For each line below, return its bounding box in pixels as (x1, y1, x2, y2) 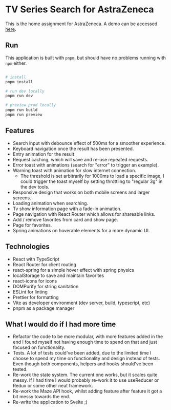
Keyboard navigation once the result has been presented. (12, 145, 134, 152)
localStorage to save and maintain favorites (12, 272, 104, 278)
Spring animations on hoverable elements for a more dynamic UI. (12, 227, 150, 233)
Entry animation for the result (12, 151, 74, 157)
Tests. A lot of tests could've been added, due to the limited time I (12, 350, 152, 356)
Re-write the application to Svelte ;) (12, 399, 88, 405)
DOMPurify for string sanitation (12, 283, 79, 289)
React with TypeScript (12, 256, 60, 262)
